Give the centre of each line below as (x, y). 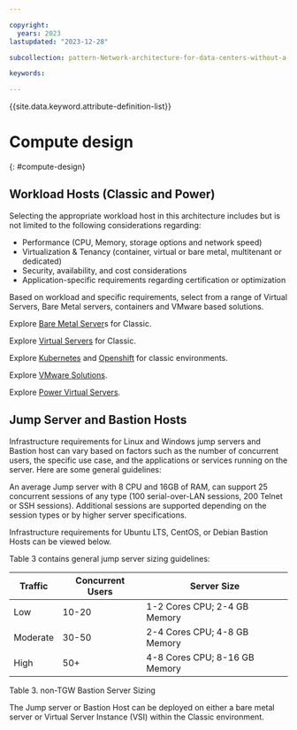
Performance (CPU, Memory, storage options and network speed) (142, 242)
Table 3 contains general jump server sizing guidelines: (110, 558)
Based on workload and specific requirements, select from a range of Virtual (148, 296)
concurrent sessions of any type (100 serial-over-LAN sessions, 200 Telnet (146, 496)
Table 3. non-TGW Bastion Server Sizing (83, 690)
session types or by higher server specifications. (98, 515)
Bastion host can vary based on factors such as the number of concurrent (144, 450)
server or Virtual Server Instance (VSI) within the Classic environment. (137, 717)
